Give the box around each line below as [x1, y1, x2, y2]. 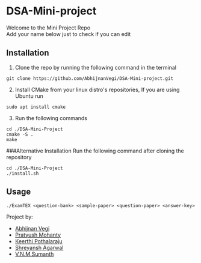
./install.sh [6, 170, 39, 177]
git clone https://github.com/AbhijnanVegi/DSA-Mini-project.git [6, 75, 173, 82]
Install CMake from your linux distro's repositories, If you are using [14, 86, 180, 93]
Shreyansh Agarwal [14, 244, 64, 251]
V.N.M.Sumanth [14, 250, 54, 258]
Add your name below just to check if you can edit [6, 30, 131, 37]
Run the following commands [14, 114, 87, 121]
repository [6, 153, 32, 160]
